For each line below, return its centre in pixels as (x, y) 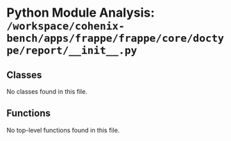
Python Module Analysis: (81, 13)
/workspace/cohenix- (66, 26)
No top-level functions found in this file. (63, 130)
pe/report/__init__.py (72, 50)
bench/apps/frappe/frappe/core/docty (115, 39)
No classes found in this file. (47, 91)
